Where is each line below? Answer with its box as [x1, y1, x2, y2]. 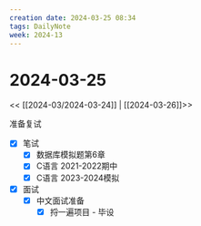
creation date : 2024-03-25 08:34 [9, 13, 136, 23]
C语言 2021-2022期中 [35, 160, 118, 171]
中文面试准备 [35, 195, 85, 206]
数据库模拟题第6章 [35, 149, 106, 160]
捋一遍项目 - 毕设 [49, 206, 115, 217]
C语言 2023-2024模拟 [35, 172, 120, 183]
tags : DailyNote [9, 22, 71, 31]
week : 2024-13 [9, 30, 64, 39]
